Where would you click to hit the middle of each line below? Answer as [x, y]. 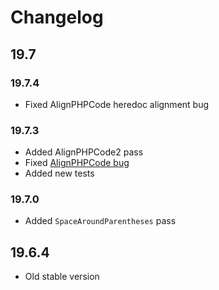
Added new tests [59, 173]
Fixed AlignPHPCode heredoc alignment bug [117, 104]
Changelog [57, 17]
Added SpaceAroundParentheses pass [100, 221]
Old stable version [62, 277]
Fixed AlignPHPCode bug [77, 163]
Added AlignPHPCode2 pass [84, 152]
